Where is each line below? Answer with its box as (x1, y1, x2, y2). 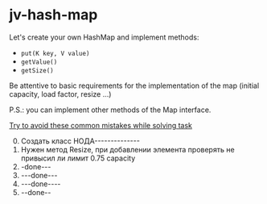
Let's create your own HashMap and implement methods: (9, 32, 199, 42)
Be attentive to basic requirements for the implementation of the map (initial (9, 81, 260, 90)
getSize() (20, 66, 55, 74)
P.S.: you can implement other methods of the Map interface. (9, 105, 212, 114)
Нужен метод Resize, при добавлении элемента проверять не (20, 144, 236, 154)
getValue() (20, 58, 58, 66)
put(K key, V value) (20, 49, 90, 57)
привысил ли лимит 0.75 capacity (20, 153, 136, 163)
